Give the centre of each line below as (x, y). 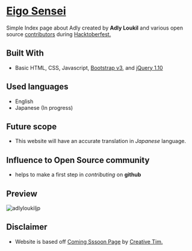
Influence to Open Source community (78, 160)
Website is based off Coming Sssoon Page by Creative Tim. (89, 241)
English (24, 101)
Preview (22, 193)
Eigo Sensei (36, 11)
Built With (25, 53)
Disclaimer (27, 227)
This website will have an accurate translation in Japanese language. (101, 141)
